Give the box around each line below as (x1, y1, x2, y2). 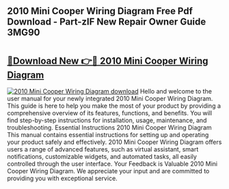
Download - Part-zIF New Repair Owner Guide (7, 16, 206, 28)
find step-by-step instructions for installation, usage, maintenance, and (7, 116, 207, 124)
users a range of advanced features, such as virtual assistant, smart (7, 145, 199, 153)
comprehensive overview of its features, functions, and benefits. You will (7, 109, 213, 117)
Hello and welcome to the (139, 87, 212, 95)
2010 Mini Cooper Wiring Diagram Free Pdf (7, 5, 193, 17)
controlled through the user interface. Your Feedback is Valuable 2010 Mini (7, 160, 217, 168)
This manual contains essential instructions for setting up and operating (7, 131, 209, 139)
